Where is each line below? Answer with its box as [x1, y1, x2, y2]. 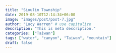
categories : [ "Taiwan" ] [5, 31, 55, 36]
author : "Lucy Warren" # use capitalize [5, 21, 92, 27]
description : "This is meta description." [5, 26, 96, 31]
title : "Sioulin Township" [5, 7, 62, 13]
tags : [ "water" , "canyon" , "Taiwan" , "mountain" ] [5, 36, 112, 41]
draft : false [5, 40, 33, 45]
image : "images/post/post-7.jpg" [5, 17, 76, 22]
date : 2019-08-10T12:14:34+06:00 [5, 12, 76, 17]
